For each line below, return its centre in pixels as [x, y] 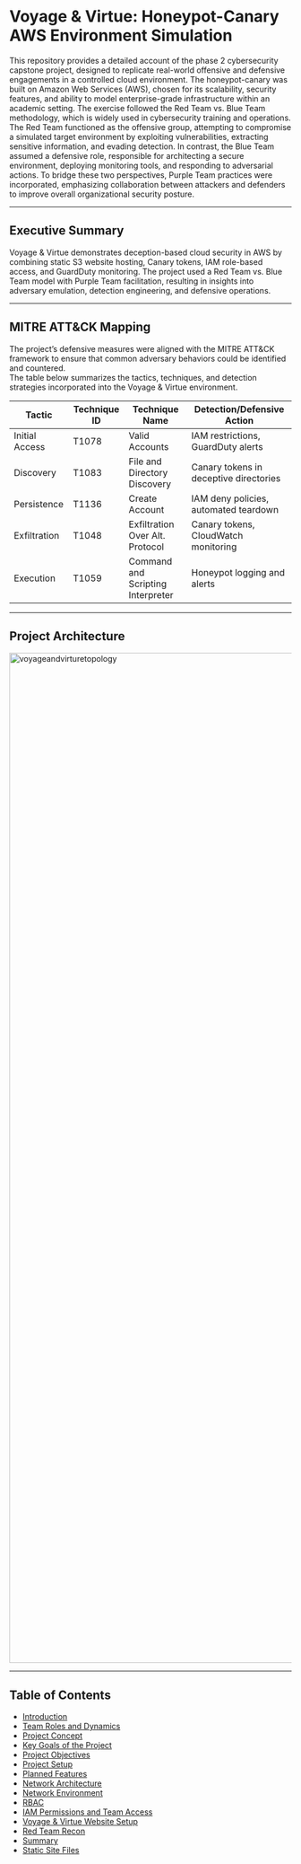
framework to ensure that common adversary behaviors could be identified [148, 358]
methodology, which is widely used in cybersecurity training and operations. [150, 118]
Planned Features [55, 1774]
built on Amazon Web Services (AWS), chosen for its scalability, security [143, 89]
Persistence [39, 504]
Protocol [146, 547]
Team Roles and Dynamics [71, 1727]
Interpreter [151, 594]
